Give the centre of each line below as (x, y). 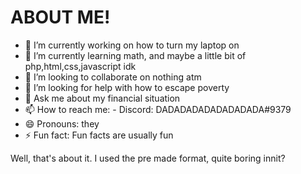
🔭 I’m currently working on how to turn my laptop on (132, 45)
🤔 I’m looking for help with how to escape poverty (127, 87)
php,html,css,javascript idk (80, 66)
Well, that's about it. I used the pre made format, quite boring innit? (148, 158)
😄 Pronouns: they (62, 123)
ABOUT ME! (60, 17)
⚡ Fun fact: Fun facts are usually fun (99, 135)
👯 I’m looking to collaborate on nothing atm (113, 77)
